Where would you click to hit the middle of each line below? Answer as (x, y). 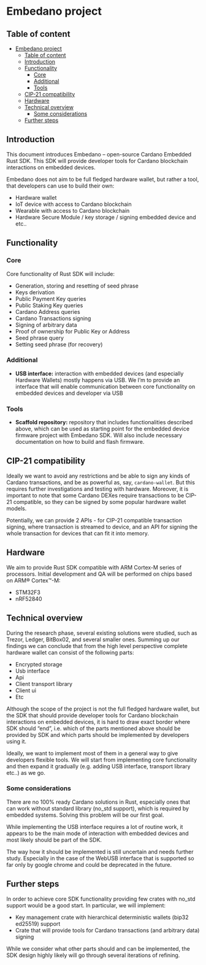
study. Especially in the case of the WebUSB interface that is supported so (100, 858)
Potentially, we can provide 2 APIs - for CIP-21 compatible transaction (94, 520)
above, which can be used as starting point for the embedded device (102, 429)
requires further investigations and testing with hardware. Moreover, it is (97, 489)
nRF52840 (29, 598)
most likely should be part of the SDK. (54, 840)
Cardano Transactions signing (53, 318)
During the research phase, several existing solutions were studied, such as (102, 633)
